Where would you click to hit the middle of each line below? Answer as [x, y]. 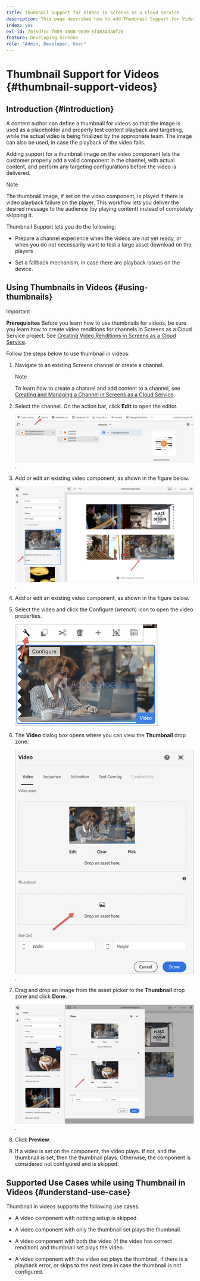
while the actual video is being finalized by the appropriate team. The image [99, 136]
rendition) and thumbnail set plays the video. [69, 1247]
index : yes [20, 25]
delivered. [18, 173]
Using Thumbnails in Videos [60, 287]
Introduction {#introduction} [60, 109]
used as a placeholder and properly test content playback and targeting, [95, 130]
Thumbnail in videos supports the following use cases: [73, 1206]
